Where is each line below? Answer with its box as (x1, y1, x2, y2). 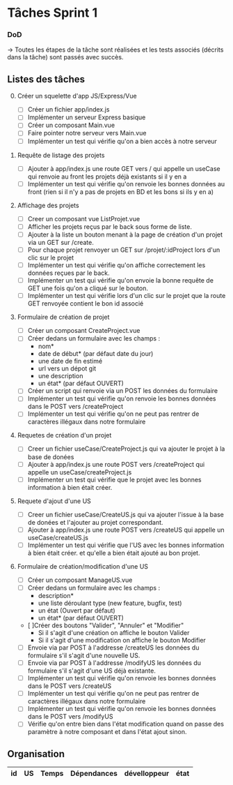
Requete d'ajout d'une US (17, 497, 92, 505)
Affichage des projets (17, 201, 79, 209)
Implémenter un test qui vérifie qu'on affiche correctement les (27, 260, 206, 269)
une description (38, 372, 83, 380)
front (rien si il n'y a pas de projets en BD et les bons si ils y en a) (27, 187, 214, 196)
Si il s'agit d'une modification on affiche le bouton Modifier (38, 636, 207, 644)
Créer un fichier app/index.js (27, 105, 110, 114)
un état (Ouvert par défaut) (38, 606, 116, 615)
